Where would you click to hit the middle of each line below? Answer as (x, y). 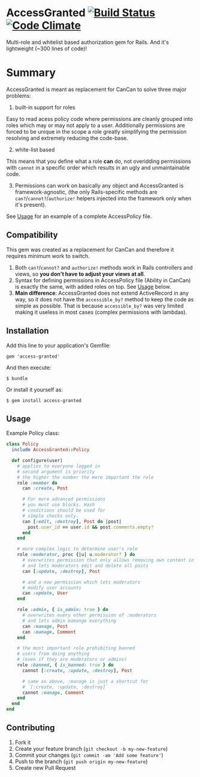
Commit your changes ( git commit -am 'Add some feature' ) (89, 755)
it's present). (31, 204)
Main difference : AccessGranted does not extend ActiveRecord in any (102, 293)
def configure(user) (37, 461)
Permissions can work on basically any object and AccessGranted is (99, 185)
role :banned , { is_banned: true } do (65, 665)
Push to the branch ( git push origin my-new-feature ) (81, 761)
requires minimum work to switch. (48, 256)
